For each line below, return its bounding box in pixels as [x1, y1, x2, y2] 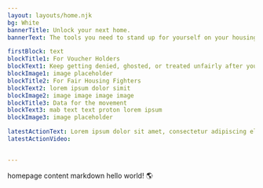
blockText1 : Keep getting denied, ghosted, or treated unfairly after [7, 62, 243, 71]
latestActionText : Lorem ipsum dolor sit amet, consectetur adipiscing [7, 127, 247, 136]
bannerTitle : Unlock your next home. [7, 26, 131, 34]
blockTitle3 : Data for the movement [7, 99, 127, 107]
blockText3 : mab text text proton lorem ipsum [7, 106, 163, 114]
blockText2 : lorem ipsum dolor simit [7, 84, 131, 92]
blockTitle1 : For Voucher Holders [7, 55, 121, 63]
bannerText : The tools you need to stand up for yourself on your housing [7, 33, 258, 42]
